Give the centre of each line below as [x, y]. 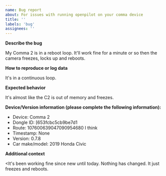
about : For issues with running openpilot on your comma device [74, 15]
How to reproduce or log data [37, 68]
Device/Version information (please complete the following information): [83, 107]
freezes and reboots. [27, 169]
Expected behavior [25, 88]
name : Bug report [23, 10]
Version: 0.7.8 [27, 139]
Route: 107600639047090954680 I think [55, 128]
